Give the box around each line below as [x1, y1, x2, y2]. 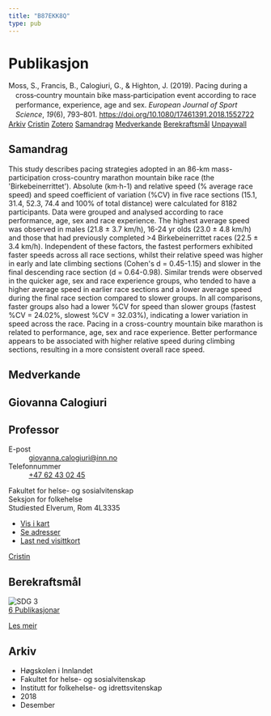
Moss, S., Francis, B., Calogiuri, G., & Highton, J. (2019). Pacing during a [8, 81, 248, 91]
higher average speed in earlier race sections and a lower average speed [8, 284, 252, 294]
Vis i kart [19, 519, 50, 528]
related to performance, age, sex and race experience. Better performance [8, 327, 257, 337]
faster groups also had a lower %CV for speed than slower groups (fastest [8, 301, 256, 311]
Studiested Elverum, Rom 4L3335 [8, 503, 121, 513]
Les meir [8, 621, 38, 631]
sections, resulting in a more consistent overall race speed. [8, 345, 205, 354]
